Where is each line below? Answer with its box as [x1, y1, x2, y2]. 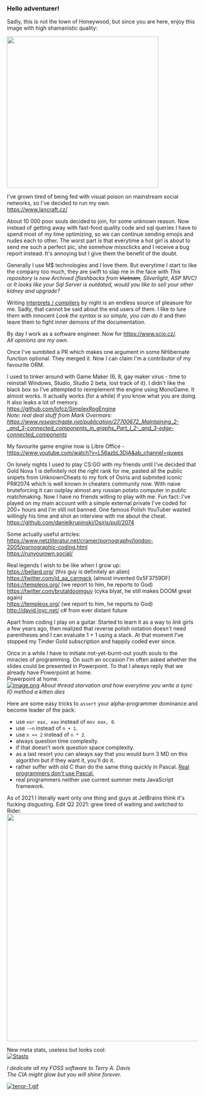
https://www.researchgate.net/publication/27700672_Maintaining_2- [7, 418, 180, 426]
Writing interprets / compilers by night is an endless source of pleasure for [7, 299, 192, 307]
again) [7, 594, 23, 601]
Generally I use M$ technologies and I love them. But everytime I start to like [7, 262, 197, 269]
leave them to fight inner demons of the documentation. [7, 318, 146, 326]
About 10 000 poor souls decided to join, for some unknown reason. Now [7, 218, 189, 225]
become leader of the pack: [7, 706, 76, 713]
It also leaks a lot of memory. [7, 399, 79, 406]
